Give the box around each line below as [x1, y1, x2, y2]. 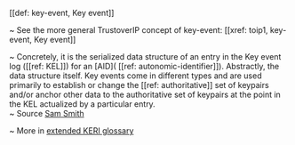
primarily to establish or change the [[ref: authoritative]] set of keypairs [9, 80, 269, 90]
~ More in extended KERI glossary [9, 125, 134, 136]
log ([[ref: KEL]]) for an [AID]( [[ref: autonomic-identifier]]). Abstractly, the [9, 61, 280, 71]
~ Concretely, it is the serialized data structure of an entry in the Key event [9, 52, 282, 61]
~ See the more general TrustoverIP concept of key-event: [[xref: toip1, [9, 25, 268, 35]
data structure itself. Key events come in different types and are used [9, 70, 262, 81]
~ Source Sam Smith [9, 109, 84, 118]
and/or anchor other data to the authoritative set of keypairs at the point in [9, 89, 282, 100]
